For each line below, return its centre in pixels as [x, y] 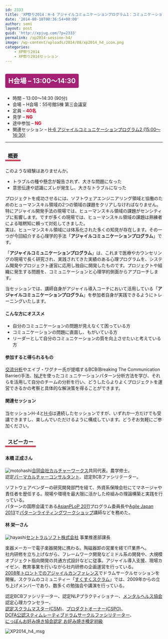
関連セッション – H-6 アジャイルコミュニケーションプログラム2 [77, 129]
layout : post [19, 29]
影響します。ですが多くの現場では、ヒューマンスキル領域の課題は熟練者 [88, 217]
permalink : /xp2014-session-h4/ [39, 38]
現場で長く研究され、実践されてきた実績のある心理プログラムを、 [81, 259]
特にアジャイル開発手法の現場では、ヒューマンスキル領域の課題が [73, 210]
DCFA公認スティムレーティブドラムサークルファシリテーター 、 [70, 615]
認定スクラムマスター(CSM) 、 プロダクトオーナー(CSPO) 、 [65, 608]
